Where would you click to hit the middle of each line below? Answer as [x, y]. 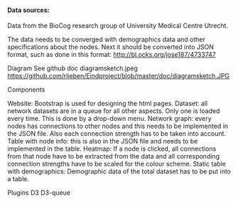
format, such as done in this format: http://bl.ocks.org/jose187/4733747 [112, 55]
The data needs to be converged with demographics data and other [107, 40]
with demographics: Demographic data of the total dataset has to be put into [119, 171]
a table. [18, 179]
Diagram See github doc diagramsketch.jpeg [73, 68]
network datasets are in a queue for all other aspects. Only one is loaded [114, 111]
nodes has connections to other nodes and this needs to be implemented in [118, 126]
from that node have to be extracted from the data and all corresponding [114, 156]
